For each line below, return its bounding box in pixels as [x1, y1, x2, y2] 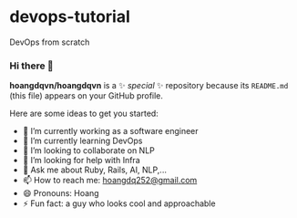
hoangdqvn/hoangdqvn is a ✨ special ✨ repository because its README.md [9, 80, 289, 91]
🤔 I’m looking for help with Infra [22, 155, 140, 166]
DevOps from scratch [9, 36, 90, 47]
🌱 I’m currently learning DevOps [22, 135, 143, 147]
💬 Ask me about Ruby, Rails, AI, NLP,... [22, 164, 167, 175]
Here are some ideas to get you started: [9, 108, 159, 119]
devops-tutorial [9, 6, 130, 27]
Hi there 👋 [9, 59, 55, 72]
